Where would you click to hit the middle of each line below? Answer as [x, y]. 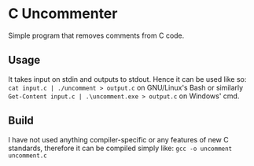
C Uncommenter [63, 14]
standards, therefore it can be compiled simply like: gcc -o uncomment [120, 148]
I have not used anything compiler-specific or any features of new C [119, 139]
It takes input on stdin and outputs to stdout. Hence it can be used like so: [127, 79]
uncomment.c [28, 155]
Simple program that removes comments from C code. [96, 35]
